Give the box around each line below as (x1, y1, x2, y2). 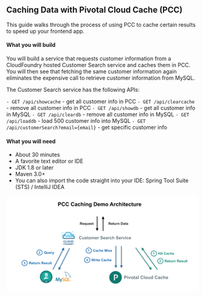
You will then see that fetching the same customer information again (6, 68, 177, 75)
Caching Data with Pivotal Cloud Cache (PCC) (6, 5, 183, 15)
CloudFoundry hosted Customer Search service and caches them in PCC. (6, 61, 191, 69)
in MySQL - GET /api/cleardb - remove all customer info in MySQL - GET (6, 111, 190, 118)
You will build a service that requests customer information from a (6, 55, 171, 63)
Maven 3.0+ (15, 170, 46, 178)
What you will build (6, 41, 56, 49)
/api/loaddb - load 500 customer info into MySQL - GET (6, 117, 146, 125)
